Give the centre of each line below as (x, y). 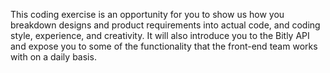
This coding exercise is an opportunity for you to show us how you (147, 14)
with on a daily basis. (53, 57)
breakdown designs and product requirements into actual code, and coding (165, 25)
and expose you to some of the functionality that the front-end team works (164, 46)
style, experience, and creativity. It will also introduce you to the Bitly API (160, 35)
